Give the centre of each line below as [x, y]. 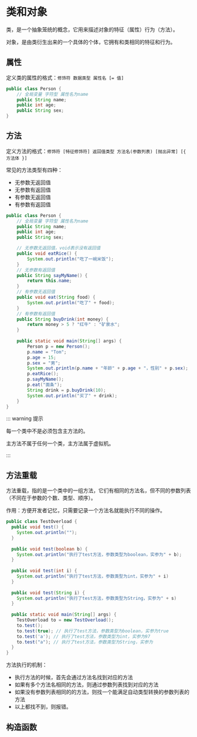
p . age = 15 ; [42, 357]
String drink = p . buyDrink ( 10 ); [67, 390]
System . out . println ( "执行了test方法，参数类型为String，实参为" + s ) [97, 598]
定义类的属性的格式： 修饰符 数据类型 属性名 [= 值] [65, 78]
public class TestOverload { [42, 522]
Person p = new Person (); [59, 346]
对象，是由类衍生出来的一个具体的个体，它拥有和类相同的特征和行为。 [91, 42]
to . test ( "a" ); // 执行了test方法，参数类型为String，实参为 [85, 642]
